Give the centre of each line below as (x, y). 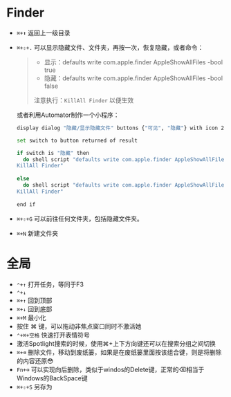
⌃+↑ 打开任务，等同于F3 (50, 284)
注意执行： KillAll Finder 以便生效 (84, 100)
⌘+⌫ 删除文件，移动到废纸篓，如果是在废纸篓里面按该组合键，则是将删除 (119, 352)
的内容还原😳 (35, 360)
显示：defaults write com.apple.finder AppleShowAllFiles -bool (133, 62)
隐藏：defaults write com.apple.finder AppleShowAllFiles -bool (133, 78)
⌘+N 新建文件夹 (37, 233)
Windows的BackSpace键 (52, 378)
